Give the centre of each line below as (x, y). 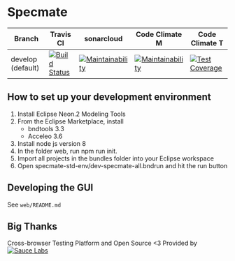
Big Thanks (33, 226)
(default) (25, 68)
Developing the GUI (50, 188)
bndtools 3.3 (46, 128)
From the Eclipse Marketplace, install (70, 121)
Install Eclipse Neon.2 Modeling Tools (71, 114)
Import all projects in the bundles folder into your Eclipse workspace (116, 158)
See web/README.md (34, 204)
